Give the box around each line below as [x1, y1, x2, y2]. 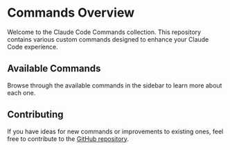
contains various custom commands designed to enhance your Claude [7, 35, 209, 43]
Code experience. [7, 42, 58, 51]
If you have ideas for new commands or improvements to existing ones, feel [7, 127, 224, 135]
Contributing [7, 109, 64, 121]
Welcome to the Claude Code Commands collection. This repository [7, 28, 202, 36]
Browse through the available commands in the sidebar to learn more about [7, 81, 222, 90]
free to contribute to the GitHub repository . [7, 134, 130, 143]
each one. [7, 88, 36, 97]
